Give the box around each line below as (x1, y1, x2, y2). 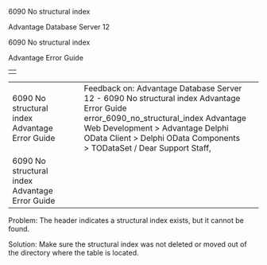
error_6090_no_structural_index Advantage (83, 113, 246, 123)
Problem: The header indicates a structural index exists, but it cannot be (8, 216, 244, 225)
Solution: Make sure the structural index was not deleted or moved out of (8, 240, 248, 249)
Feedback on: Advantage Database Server (83, 83, 242, 94)
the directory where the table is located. (8, 248, 139, 257)
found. (8, 224, 30, 233)
